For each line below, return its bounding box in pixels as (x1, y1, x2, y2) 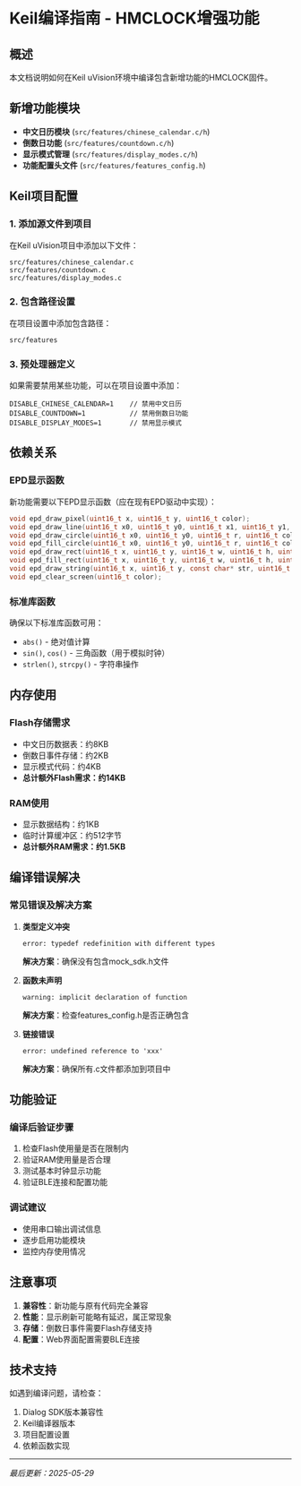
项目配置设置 (21, 1430, 70, 1440)
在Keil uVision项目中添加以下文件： (9, 239, 139, 251)
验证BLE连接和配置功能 (21, 1177, 108, 1188)
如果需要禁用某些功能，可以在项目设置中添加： (9, 380, 182, 391)
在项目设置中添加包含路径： (9, 317, 112, 328)
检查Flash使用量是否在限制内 (21, 1143, 129, 1154)
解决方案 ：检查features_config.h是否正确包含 (21, 1009, 190, 1020)
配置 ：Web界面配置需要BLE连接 (21, 1334, 141, 1344)
